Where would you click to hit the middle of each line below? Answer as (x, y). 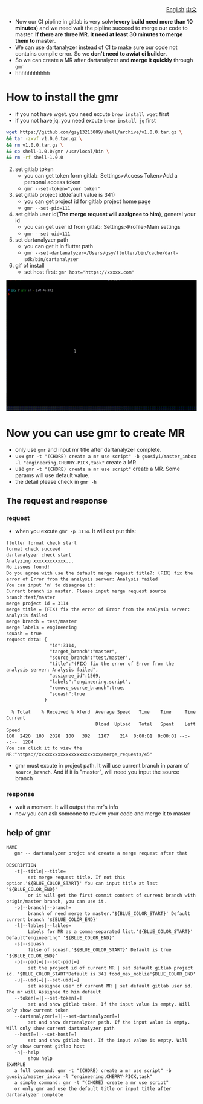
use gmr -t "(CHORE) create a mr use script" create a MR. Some (97, 469)
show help (40, 1059)
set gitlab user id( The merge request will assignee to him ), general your (105, 214)
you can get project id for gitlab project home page (87, 201)
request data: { (27, 640)
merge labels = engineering (42, 627)
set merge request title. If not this (77, 878)
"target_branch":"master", (83, 652)
